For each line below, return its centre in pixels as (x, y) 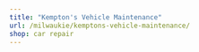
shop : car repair (42, 33)
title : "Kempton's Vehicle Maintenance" (86, 17)
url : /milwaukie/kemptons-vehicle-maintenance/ (100, 26)
